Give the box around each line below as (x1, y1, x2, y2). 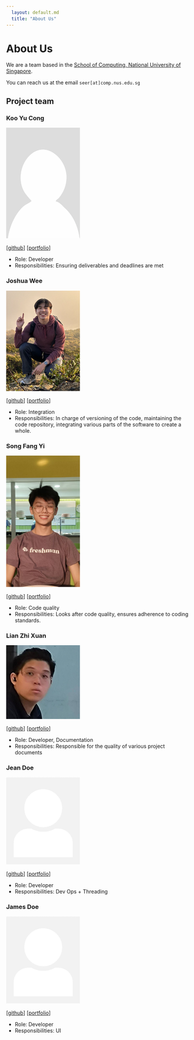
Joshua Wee (6, 277, 43, 285)
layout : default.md (11, 9, 60, 15)
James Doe (6, 903, 40, 911)
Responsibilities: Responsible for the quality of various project (14, 743, 165, 750)
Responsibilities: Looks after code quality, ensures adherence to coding (14, 610, 189, 617)
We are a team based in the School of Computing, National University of (6, 61, 181, 68)
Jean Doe (6, 763, 34, 771)
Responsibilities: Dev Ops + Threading (14, 888, 108, 895)
